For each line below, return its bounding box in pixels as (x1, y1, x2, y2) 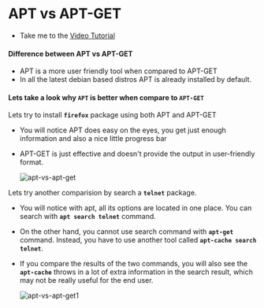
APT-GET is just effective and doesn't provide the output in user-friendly (19, 149, 255, 158)
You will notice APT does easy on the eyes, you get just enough (19, 125, 227, 135)
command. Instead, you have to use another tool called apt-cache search (19, 236, 257, 245)
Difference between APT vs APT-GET (8, 49, 133, 58)
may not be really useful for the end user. (19, 276, 154, 285)
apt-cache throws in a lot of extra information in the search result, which (19, 267, 254, 276)
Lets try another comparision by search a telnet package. (8, 188, 197, 198)
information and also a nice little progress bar (19, 134, 167, 143)
